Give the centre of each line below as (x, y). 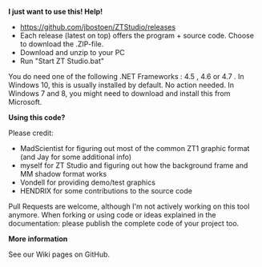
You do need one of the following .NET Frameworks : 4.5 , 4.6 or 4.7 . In (126, 76)
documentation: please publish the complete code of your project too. (124, 223)
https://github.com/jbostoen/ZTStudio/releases (98, 27)
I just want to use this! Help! (56, 12)
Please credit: (31, 133)
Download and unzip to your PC (73, 52)
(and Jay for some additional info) (76, 157)
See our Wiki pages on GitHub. (59, 254)
